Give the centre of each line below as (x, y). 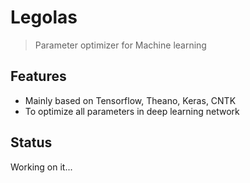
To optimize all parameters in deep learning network (132, 111)
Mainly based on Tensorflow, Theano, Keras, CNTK (130, 100)
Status (31, 142)
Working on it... (41, 167)
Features (38, 76)
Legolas (44, 17)
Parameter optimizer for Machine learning (120, 45)
